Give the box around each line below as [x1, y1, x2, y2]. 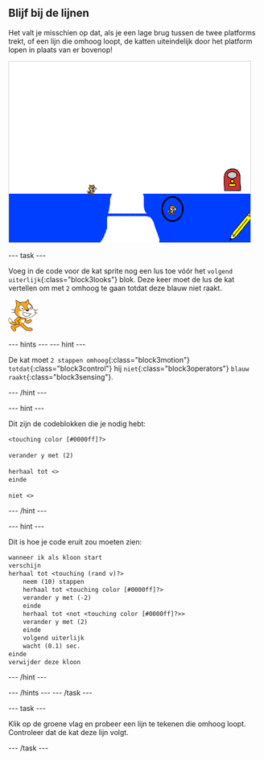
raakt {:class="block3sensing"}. [8, 372, 114, 381]
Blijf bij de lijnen [8, 6, 90, 20]
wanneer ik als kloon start [8, 553, 103, 561]
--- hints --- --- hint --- [8, 339, 86, 349]
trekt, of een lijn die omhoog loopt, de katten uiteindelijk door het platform [8, 36, 253, 46]
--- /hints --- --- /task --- [8, 688, 93, 697]
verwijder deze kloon [8, 658, 81, 666]
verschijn [8, 561, 42, 569]
